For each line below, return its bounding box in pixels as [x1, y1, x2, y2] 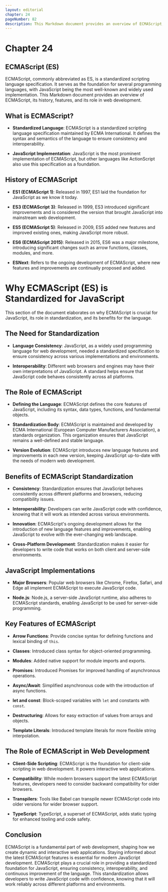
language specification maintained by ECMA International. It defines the [12, 130, 160, 136]
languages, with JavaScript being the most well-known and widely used [5, 86, 153, 92]
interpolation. [12, 732, 40, 738]
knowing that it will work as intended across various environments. [12, 511, 150, 517]
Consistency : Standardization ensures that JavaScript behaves [12, 485, 143, 491]
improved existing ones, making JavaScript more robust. [12, 229, 129, 235]
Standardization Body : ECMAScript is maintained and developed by [12, 421, 153, 427]
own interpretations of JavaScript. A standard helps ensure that [12, 368, 143, 374]
